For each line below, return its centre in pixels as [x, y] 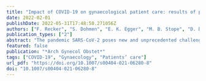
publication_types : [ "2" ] [39, 35]
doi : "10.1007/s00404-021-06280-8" [52, 69]
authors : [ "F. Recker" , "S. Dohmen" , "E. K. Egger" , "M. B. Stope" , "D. [101, 29]
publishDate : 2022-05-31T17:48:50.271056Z [61, 23]
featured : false [27, 46]
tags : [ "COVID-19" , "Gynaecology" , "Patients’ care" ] [77, 57]
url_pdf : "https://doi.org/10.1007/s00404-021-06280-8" [79, 63]
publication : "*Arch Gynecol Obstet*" [56, 52]
